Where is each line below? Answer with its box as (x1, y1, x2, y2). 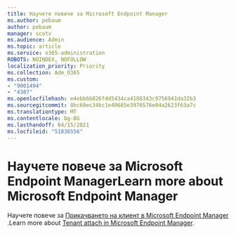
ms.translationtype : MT (7, 108, 77, 115)
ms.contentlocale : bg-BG (7, 115, 80, 122)
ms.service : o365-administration (7, 50, 105, 57)
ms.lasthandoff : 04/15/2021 (7, 121, 90, 129)
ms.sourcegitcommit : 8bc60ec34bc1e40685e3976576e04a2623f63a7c (7, 102, 197, 109)
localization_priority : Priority (7, 63, 105, 70)
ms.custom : (7, 75, 39, 83)
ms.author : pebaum (7, 17, 61, 24)
